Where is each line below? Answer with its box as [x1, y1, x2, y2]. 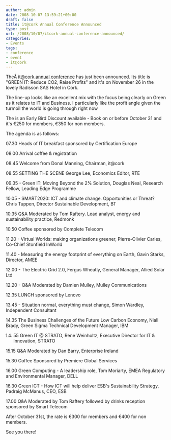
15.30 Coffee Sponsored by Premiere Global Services [6, 358, 118, 364]
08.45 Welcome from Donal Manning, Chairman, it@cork [6, 160, 125, 167]
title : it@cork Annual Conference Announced [6, 21, 102, 27]
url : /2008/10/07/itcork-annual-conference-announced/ [6, 31, 125, 36]
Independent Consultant [6, 307, 56, 313]
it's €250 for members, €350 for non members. [6, 121, 105, 127]
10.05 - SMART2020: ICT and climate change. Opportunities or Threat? [6, 195, 155, 202]
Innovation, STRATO [13, 338, 55, 344]
